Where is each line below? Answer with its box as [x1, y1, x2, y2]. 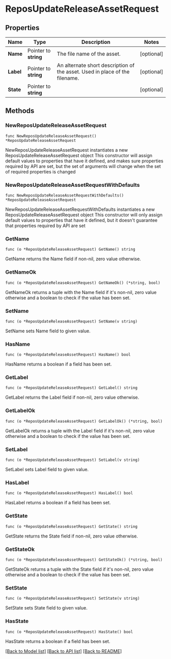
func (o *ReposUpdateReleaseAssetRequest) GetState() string [5, 524, 138, 529]
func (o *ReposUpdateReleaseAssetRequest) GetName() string [5, 247, 136, 252]
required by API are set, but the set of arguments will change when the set [5, 163, 161, 169]
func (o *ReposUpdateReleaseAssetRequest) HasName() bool [5, 352, 131, 357]
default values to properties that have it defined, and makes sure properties [5, 158, 164, 164]
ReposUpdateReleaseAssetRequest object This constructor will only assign [5, 211, 163, 217]
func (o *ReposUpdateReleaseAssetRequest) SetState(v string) [5, 596, 140, 601]
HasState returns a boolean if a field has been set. [5, 638, 110, 644]
